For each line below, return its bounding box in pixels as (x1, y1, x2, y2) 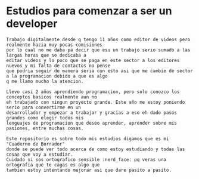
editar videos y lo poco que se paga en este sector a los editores (6, 57, 180, 63)
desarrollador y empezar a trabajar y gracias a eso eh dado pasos (6, 109, 178, 116)
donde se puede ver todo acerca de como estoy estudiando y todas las (6, 146, 185, 152)
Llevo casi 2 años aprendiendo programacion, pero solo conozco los (6, 88, 180, 95)
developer (6, 17, 58, 30)
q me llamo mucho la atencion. (6, 78, 84, 84)
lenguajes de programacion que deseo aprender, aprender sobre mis (6, 120, 178, 126)
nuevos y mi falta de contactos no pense (6, 63, 111, 69)
